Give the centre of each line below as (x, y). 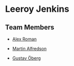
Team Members (30, 27)
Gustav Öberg (26, 58)
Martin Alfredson (29, 49)
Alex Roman (24, 39)
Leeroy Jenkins (37, 9)
